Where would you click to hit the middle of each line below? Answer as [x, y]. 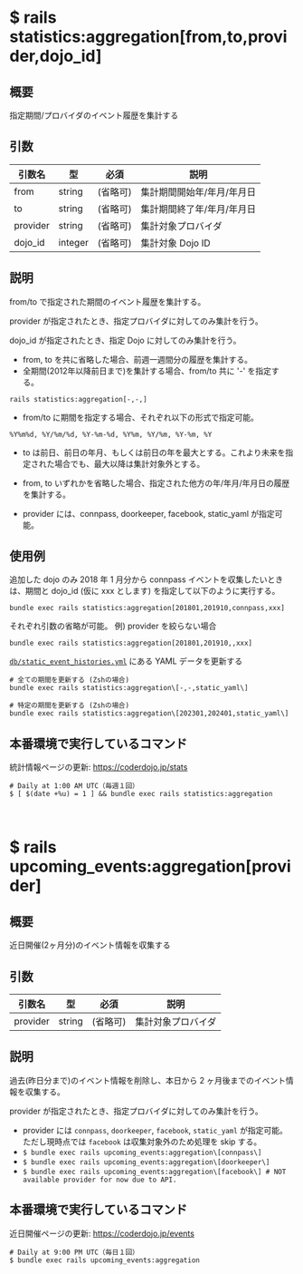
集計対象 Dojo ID [175, 243]
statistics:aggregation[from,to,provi [148, 37]
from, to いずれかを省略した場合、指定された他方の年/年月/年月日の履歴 [156, 482]
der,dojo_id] [56, 56]
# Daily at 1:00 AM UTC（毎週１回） [74, 786]
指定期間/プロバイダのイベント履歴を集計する [94, 115]
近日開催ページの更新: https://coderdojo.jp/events [102, 1233]
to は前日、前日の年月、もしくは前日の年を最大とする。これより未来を [154, 452]
